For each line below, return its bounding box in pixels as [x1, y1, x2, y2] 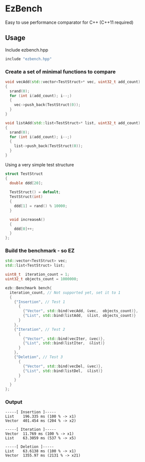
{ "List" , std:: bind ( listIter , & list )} [23, 341, 105, 346]
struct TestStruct [5, 171, 43, 176]
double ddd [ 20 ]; [9, 180, 43, 186]
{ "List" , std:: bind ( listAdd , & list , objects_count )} [23, 313, 136, 318]
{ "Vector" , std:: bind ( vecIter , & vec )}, [23, 336, 105, 341]
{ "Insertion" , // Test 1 [14, 299, 65, 305]
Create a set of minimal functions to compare [5, 68, 116, 75]
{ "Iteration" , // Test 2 [14, 327, 65, 332]
